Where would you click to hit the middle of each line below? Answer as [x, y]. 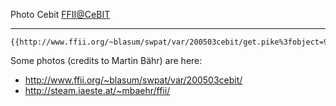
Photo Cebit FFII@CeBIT [60, 14]
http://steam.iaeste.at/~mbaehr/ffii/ [97, 90]
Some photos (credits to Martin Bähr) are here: [106, 60]
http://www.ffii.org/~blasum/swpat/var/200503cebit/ [133, 80]
